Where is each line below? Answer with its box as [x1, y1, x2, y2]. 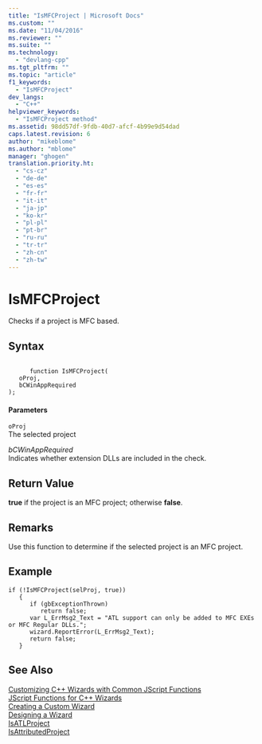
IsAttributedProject [8, 726, 70, 736]
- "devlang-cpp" [15, 56, 69, 64]
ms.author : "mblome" [8, 145, 77, 153]
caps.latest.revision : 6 [8, 130, 91, 138]
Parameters [8, 405, 48, 415]
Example [8, 565, 53, 578]
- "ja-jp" [15, 204, 48, 212]
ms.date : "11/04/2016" [8, 26, 84, 34]
